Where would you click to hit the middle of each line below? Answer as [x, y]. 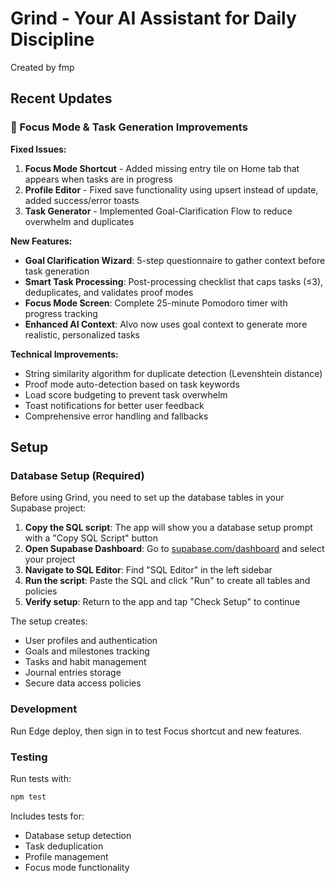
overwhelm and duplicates [79, 221]
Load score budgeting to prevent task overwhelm [126, 394]
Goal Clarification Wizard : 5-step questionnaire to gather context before [175, 260]
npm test [28, 797]
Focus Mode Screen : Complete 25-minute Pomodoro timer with [156, 303]
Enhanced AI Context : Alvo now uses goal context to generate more [166, 324]
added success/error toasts [82, 200]
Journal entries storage [73, 673]
